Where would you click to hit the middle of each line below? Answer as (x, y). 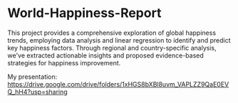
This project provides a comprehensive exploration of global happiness (112, 33)
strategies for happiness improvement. (64, 63)
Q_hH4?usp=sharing (37, 92)
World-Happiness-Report (84, 13)
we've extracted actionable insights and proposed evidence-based (106, 55)
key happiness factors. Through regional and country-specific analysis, (112, 48)
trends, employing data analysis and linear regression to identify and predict (119, 40)
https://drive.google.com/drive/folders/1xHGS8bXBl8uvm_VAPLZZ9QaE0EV (118, 84)
